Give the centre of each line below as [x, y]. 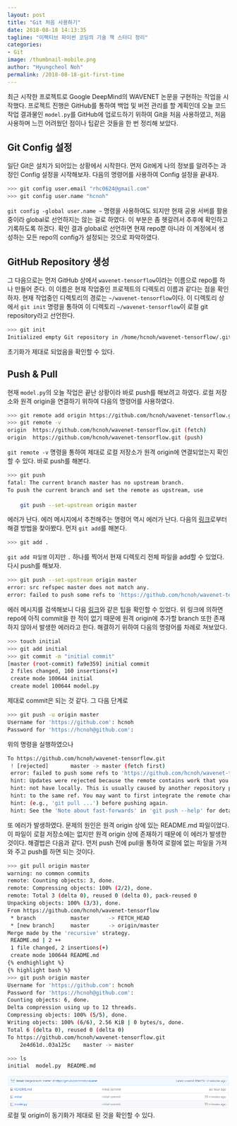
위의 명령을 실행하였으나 [41, 744]
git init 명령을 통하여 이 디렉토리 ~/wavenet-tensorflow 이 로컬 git [114, 307]
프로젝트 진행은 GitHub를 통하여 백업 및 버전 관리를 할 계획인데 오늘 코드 [127, 105]
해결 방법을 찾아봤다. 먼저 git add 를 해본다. [67, 528]
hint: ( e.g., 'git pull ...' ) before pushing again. [90, 803]
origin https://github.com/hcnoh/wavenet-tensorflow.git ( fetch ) [107, 430]
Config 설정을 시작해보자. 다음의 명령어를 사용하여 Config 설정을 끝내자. [120, 175]
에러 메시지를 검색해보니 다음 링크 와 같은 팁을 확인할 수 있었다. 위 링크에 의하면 [115, 609]
